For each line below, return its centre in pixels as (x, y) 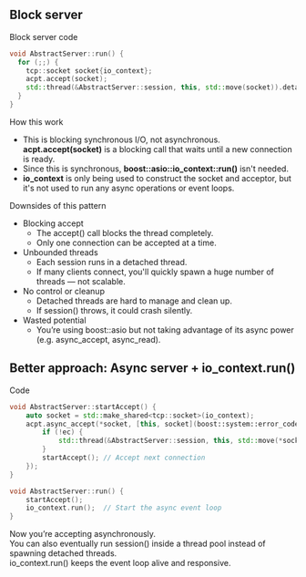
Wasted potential (54, 320)
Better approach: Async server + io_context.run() (153, 368)
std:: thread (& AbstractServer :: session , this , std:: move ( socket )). (154, 88)
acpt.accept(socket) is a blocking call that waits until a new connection (158, 149)
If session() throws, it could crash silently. (114, 310)
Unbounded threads (60, 252)
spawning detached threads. (63, 553)
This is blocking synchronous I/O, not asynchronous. (121, 139)
